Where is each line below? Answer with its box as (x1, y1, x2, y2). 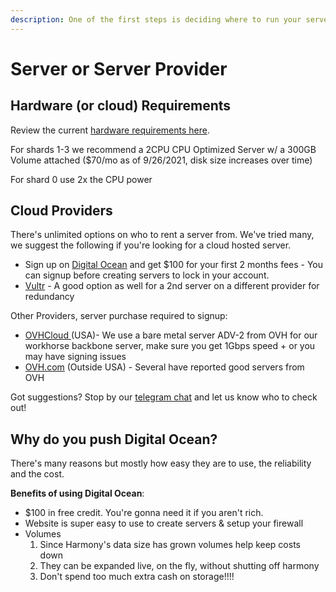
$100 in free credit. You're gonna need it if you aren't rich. (24, 507, 264, 519)
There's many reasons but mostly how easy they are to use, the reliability (10, 457, 312, 470)
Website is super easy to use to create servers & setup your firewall (24, 517, 304, 530)
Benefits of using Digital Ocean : (10, 487, 145, 500)
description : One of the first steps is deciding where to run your (10, 14, 302, 25)
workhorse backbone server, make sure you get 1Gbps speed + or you (24, 340, 316, 352)
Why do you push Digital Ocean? (10, 431, 218, 448)
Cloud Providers (10, 202, 113, 220)
